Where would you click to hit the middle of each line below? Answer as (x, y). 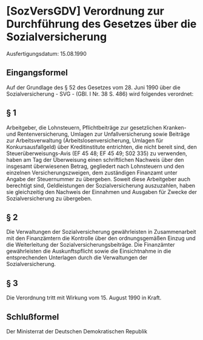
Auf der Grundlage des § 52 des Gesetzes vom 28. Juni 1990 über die (93, 87)
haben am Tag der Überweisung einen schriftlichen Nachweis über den (95, 159)
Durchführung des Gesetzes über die (101, 24)
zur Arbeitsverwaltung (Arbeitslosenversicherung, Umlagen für (85, 140)
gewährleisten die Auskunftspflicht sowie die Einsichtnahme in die (89, 251)
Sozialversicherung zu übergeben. (49, 198)
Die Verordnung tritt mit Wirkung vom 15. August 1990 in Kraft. (84, 298)
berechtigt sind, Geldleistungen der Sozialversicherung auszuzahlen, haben (101, 185)
